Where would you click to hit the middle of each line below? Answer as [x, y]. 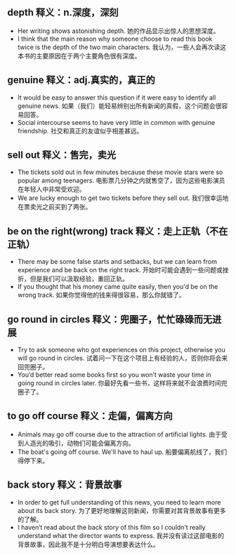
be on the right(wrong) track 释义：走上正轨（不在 [118, 231]
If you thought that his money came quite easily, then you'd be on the [118, 287]
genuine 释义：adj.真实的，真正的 [81, 80]
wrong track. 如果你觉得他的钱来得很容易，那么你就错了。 [101, 295]
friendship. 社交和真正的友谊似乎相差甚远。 [80, 131]
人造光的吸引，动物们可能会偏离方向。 [79, 443]
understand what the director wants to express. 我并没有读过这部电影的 [121, 535]
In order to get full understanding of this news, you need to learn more [119, 502]
